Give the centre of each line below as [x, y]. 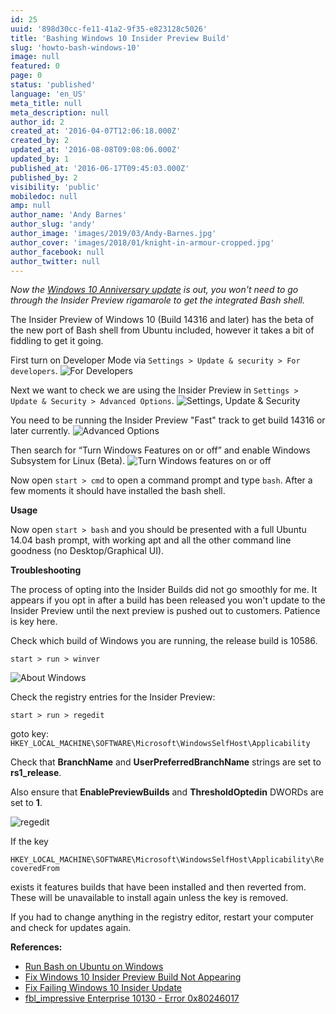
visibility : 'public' [55, 187]
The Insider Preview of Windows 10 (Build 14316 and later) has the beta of [162, 320]
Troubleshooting [46, 570]
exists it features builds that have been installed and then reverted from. [158, 887]
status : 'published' [53, 85]
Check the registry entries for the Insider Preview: [113, 697]
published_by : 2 [44, 177]
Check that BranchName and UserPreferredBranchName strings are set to [166, 762]
